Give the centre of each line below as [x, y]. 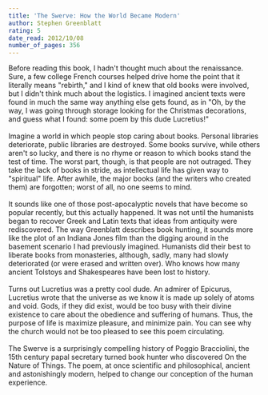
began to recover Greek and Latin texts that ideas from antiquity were [123, 221]
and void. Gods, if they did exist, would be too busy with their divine [120, 306]
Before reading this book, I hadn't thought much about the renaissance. [126, 68]
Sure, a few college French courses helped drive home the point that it [124, 77]
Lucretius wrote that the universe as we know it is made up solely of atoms [131, 297]
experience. [28, 383]
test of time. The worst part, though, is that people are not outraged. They [130, 162]
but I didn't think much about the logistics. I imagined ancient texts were [127, 94]
